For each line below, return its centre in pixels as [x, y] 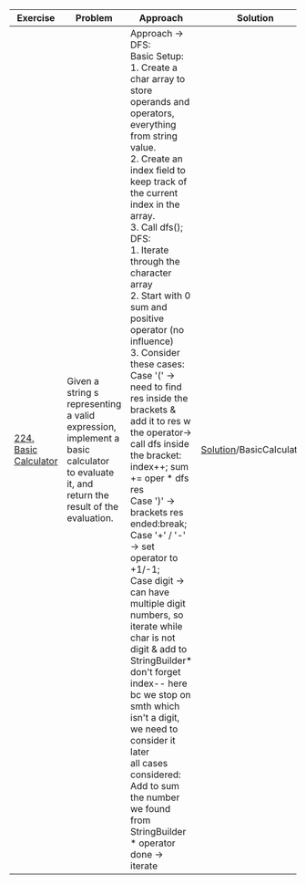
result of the [93, 507]
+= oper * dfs [160, 478]
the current [154, 193]
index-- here [159, 683]
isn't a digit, [155, 718]
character [151, 273]
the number [155, 797]
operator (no [158, 330]
